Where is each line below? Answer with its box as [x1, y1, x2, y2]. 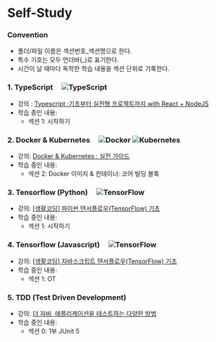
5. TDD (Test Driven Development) [7, 292, 127, 302]
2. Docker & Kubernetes [7, 135, 90, 145]
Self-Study [7, 5, 72, 21]
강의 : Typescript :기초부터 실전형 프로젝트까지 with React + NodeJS [17, 99, 209, 108]
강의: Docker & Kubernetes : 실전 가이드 [17, 152, 130, 160]
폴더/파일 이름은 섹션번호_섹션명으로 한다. [17, 47, 132, 56]
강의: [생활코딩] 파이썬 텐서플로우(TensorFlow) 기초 [17, 204, 160, 213]
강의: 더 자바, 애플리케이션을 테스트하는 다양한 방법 [17, 309, 157, 317]
